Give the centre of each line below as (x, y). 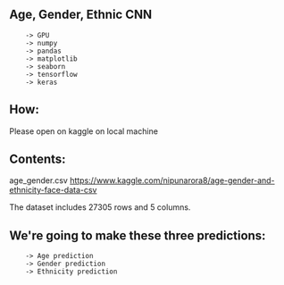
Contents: (38, 159)
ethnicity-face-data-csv (53, 190)
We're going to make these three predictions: (138, 235)
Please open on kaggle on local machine (84, 131)
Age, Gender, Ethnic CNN (81, 15)
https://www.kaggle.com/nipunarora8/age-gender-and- (172, 180)
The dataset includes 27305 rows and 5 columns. (100, 207)
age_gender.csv (39, 180)
